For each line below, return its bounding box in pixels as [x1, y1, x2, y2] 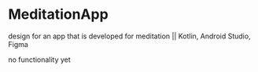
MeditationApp [8, 5, 109, 23]
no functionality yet [8, 55, 71, 64]
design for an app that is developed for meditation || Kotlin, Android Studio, [8, 31, 251, 41]
